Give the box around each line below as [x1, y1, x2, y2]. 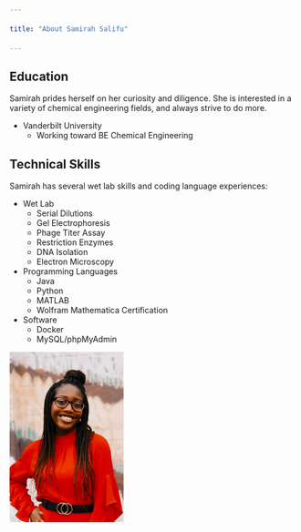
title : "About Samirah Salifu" [9, 24, 129, 34]
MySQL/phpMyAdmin [36, 333, 118, 344]
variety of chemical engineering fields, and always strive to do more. [9, 103, 267, 114]
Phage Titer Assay [36, 228, 106, 238]
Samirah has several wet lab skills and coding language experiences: [9, 180, 268, 191]
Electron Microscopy [36, 256, 115, 267]
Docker [36, 324, 64, 334]
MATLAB [36, 295, 70, 305]
